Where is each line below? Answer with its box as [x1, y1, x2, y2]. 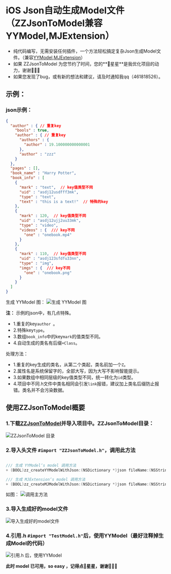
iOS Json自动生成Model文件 [6, 5, 125, 16]
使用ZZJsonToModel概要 [6, 404, 85, 412]
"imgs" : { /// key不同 [19, 265, 71, 270]
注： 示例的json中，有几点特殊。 [6, 310, 74, 316]
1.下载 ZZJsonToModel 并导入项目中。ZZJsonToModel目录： [6, 420, 154, 427]
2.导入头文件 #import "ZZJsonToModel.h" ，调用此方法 [6, 446, 136, 454]
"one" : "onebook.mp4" [24, 232, 72, 237]
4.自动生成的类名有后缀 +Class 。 [13, 340, 80, 346]
